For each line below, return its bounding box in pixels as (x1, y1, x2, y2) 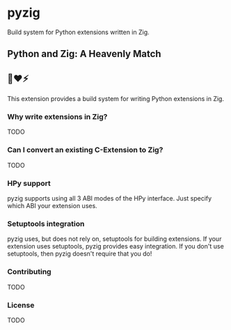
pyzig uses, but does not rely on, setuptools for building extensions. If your (7, 235, 222, 243)
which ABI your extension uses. (7, 202, 97, 210)
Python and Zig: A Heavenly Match (7, 48, 161, 60)
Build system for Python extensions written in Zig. (7, 28, 150, 36)
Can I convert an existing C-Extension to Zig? (7, 145, 164, 155)
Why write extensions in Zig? (7, 112, 108, 122)
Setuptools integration (7, 219, 85, 228)
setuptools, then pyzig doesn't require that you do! (7, 249, 152, 258)
